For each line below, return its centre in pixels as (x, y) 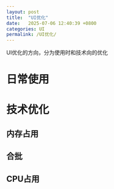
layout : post (23, 12)
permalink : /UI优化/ (31, 35)
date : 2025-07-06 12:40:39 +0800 (52, 23)
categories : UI (26, 29)
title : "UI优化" (27, 18)
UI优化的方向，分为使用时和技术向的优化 (57, 53)
